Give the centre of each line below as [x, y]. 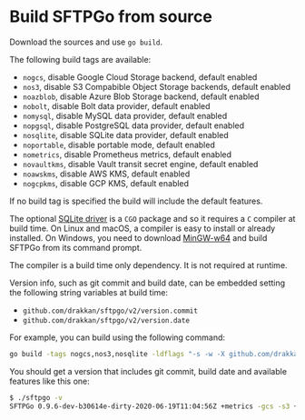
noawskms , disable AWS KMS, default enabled [106, 174]
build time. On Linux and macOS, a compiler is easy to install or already [143, 228]
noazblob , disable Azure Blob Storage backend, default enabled [141, 96]
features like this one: [50, 381]
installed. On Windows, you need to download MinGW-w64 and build [138, 237]
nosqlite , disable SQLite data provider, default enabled [125, 135]
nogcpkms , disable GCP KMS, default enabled [105, 183]
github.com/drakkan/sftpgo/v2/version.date [106, 320]
